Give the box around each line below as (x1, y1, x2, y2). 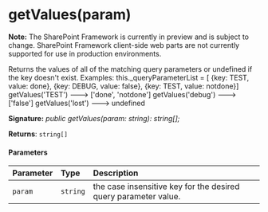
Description (93, 167, 139, 179)
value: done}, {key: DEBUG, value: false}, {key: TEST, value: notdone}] (8, 81, 239, 91)
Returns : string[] (8, 129, 68, 139)
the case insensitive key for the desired (93, 181, 240, 192)
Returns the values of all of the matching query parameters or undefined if (8, 64, 253, 73)
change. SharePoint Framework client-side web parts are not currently (8, 40, 240, 49)
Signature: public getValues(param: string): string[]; (8, 113, 180, 123)
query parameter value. (93, 191, 181, 202)
